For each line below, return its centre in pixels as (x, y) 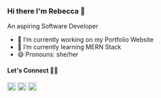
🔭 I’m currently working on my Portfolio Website (85, 40)
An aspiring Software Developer (53, 26)
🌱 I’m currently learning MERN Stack (69, 47)
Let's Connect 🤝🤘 (33, 70)
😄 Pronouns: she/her (48, 54)
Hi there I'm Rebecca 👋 (46, 11)
